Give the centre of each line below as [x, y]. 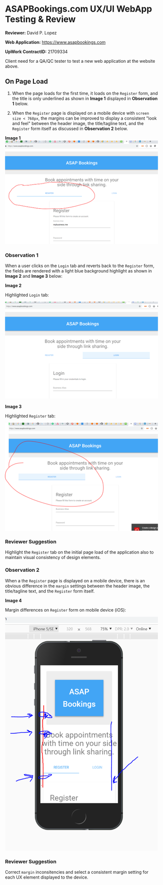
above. [12, 66]
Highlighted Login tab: [27, 295]
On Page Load [26, 81]
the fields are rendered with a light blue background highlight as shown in [78, 271]
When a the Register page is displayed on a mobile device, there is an [75, 580]
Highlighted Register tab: [30, 416]
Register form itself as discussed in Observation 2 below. [70, 128]
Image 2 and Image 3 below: [34, 276]
